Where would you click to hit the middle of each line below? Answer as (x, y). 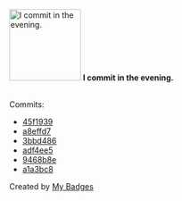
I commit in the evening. (128, 78)
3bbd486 (39, 141)
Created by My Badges (51, 186)
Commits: (27, 105)
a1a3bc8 (37, 169)
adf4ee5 (37, 150)
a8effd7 (37, 131)
